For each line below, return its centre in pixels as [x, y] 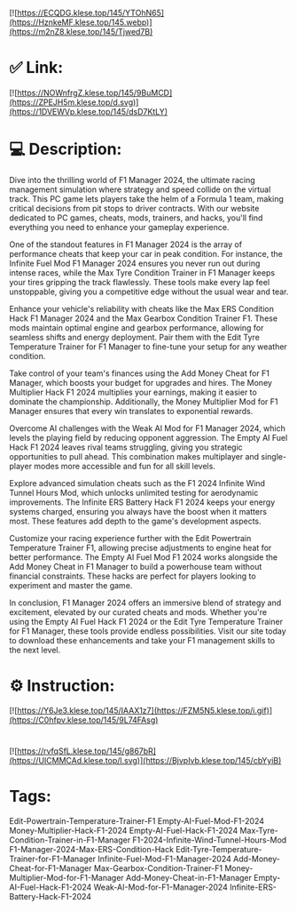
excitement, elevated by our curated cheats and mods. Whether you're [138, 611]
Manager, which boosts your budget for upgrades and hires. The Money [141, 382]
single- [274, 456]
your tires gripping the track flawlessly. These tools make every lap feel [140, 282]
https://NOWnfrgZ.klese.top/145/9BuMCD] [95, 92]
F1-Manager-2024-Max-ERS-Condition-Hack [92, 849]
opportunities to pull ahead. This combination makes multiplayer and [134, 456]
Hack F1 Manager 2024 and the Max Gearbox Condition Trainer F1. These [143, 318]
